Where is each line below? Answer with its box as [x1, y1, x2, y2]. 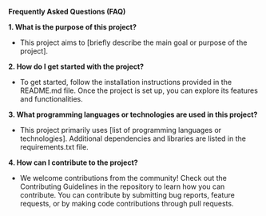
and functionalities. [19, 94, 84, 103]
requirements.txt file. [19, 142, 89, 151]
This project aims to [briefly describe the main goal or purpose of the [19, 38, 248, 47]
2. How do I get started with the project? [8, 62, 145, 71]
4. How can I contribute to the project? [8, 158, 138, 167]
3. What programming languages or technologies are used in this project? [8, 110, 258, 119]
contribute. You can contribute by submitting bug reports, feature [19, 190, 236, 199]
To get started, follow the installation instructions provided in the [19, 78, 232, 86]
